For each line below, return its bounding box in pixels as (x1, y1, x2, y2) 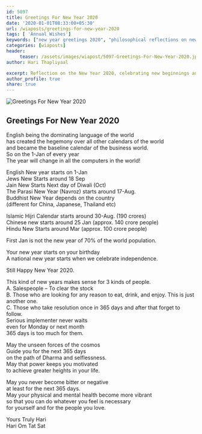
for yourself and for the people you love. (6, 404, 106, 411)
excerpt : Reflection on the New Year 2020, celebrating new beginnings (6, 70, 189, 76)
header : (6, 48, 26, 54)
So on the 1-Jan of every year (6, 150, 79, 157)
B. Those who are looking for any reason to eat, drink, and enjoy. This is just (6, 291, 194, 298)
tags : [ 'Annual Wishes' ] (6, 31, 71, 37)
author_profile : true (6, 76, 61, 82)
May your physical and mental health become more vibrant (6, 391, 152, 398)
